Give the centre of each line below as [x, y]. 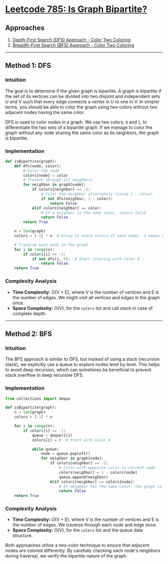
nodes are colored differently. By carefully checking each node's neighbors [83, 550]
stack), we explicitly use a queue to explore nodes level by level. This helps [82, 365]
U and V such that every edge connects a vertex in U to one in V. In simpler [82, 101]
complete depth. [29, 313]
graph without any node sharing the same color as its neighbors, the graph [82, 133]
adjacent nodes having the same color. [45, 112]
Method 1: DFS [28, 66]
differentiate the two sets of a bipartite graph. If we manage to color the [79, 127]
